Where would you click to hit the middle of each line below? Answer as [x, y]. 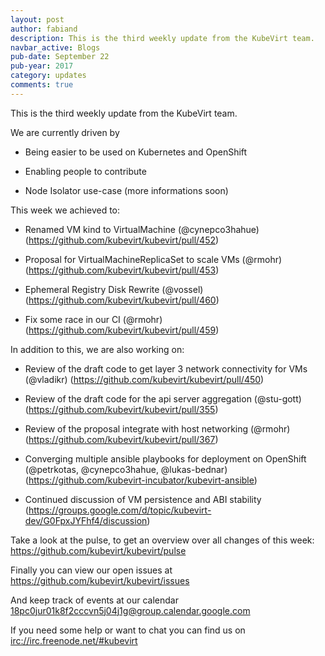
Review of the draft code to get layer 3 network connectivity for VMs [166, 368]
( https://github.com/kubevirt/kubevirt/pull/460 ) [122, 300]
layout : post [37, 19]
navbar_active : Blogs [55, 47]
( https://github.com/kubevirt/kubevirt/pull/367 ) [121, 439]
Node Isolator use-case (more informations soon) [126, 190]
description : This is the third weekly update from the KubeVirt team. [162, 38]
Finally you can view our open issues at [91, 570]
